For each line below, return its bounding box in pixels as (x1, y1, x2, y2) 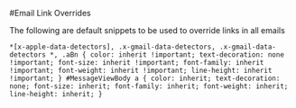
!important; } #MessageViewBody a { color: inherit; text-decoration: (9, 74, 281, 83)
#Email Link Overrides (9, 8, 92, 18)
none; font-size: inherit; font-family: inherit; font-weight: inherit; (9, 82, 289, 91)
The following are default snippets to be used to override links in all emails (9, 25, 286, 35)
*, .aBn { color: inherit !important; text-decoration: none (49, 50, 284, 59)
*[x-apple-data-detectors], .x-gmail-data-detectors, (9, 42, 217, 51)
